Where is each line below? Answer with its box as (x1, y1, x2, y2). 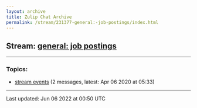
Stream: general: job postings (6, 41, 117, 51)
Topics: (6, 65, 28, 74)
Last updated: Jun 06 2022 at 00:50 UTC (6, 95, 106, 102)
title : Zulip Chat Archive (6, 14, 72, 20)
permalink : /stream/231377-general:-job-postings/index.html (6, 19, 159, 25)
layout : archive (6, 8, 46, 15)
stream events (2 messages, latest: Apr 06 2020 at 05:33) (14, 78, 155, 85)
